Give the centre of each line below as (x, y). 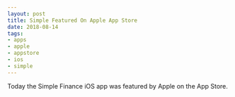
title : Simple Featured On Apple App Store (73, 20)
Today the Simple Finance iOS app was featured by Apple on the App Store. (118, 86)
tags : (15, 33)
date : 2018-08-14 (33, 27)
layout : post (27, 14)
